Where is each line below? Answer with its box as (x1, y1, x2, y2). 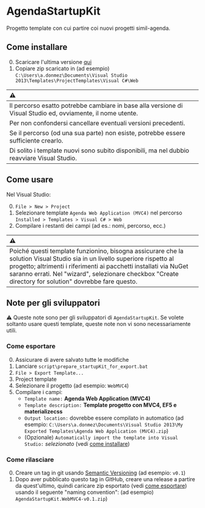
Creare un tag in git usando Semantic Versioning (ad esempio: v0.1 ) (15, 469, 186, 476)
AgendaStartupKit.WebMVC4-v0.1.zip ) (15, 495, 108, 502)
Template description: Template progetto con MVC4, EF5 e (24, 401, 177, 409)
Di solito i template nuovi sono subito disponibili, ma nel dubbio (9, 146, 190, 155)
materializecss (24, 407, 63, 415)
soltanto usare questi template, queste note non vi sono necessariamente (6, 320, 191, 328)
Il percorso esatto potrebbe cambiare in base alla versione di (9, 101, 183, 110)
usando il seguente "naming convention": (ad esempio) (15, 489, 154, 496)
